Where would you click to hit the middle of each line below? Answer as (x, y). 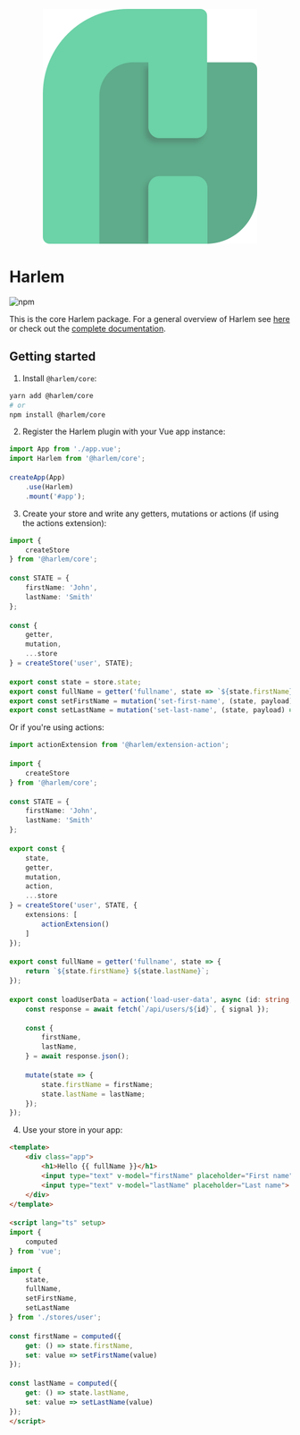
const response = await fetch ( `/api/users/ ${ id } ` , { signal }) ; (147, 1009)
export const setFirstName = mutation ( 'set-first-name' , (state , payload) (151, 701)
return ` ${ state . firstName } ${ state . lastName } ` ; (117, 972)
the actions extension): (64, 522)
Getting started (53, 357)
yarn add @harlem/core (51, 395)
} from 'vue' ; (36, 1251)
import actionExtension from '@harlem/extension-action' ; (119, 745)
